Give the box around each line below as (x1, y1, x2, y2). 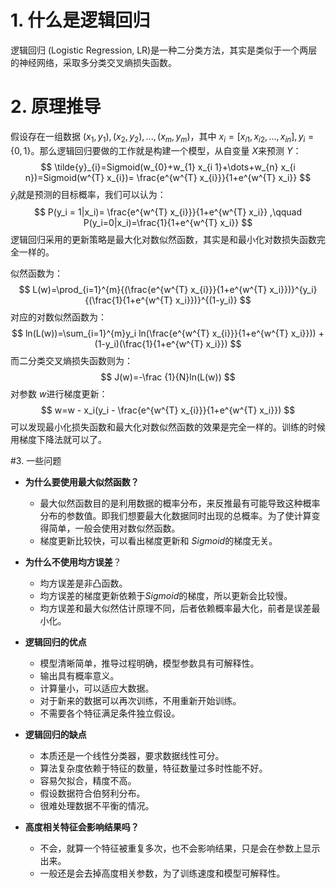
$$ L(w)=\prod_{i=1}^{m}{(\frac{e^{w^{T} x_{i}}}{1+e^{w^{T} (18, 284, 268, 296)
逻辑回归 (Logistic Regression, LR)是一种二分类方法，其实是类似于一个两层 (10, 44, 318, 56)
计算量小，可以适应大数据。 (39, 682, 155, 695)
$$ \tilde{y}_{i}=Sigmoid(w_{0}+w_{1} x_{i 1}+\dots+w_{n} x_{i (40, 161, 296, 173)
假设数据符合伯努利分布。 (39, 787, 146, 800)
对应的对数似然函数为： (10, 311, 107, 323)
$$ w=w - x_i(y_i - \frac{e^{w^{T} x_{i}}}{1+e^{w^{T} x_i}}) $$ (40, 404, 296, 416)
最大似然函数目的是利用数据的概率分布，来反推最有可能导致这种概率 (39, 497, 321, 510)
